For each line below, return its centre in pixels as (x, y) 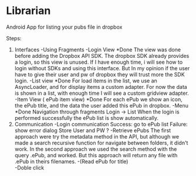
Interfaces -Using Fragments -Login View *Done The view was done (97, 49)
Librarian (28, 11)
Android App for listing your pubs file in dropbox (64, 27)
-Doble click (29, 167)
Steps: (14, 38)
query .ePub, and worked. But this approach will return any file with (96, 155)
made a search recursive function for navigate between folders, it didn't (101, 143)
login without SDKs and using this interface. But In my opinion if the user (102, 68)
